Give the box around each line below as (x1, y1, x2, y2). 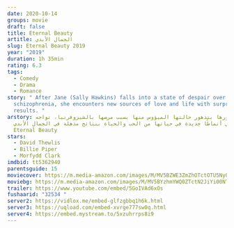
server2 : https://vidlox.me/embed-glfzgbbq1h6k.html (7, 197, 164, 205)
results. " (13, 107, 45, 114)
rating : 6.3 (7, 62, 42, 69)
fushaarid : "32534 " (7, 191, 68, 198)
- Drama (13, 81, 36, 88)
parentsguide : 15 (7, 165, 58, 172)
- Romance (13, 88, 42, 95)
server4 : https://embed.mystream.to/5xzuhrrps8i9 (7, 211, 155, 218)
